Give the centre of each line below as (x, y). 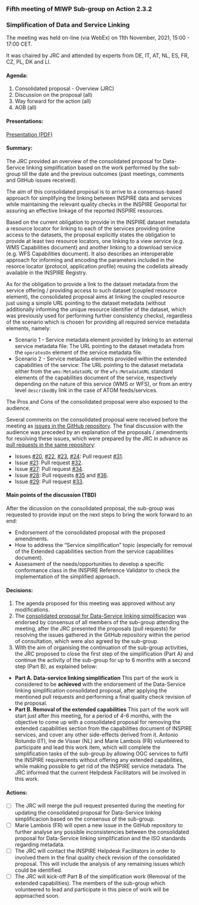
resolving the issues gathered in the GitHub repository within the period (102, 635)
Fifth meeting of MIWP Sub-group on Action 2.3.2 (79, 9)
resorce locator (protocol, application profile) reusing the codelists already (97, 266)
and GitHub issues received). (42, 180)
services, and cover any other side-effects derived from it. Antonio (96, 735)
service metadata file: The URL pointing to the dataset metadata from (99, 346)
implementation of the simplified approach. (67, 577)
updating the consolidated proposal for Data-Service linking (88, 812)
